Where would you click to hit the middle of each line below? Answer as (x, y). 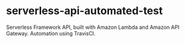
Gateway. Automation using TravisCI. (51, 33)
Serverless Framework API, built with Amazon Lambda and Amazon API (93, 27)
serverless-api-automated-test (85, 11)
